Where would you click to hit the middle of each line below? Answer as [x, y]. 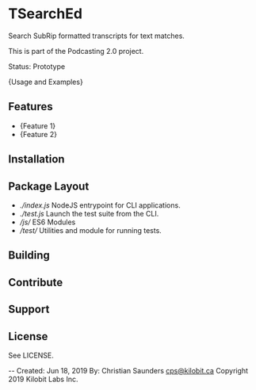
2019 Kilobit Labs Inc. [43, 379]
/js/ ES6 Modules [48, 222]
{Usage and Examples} [46, 82]
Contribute [36, 282]
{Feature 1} [38, 126]
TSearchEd [46, 14]
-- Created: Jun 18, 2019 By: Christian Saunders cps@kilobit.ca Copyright [128, 370]
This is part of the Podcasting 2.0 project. [76, 51]
